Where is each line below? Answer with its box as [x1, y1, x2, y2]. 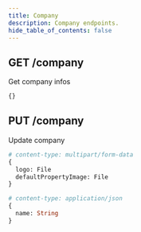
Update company [8, 135, 65, 145]
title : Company [8, 11, 59, 20]
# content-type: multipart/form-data [8, 150, 134, 159]
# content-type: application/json [8, 195, 123, 203]
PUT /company [8, 114, 84, 128]
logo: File [15, 165, 52, 173]
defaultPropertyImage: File [15, 172, 109, 181]
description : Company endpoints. [8, 19, 119, 27]
